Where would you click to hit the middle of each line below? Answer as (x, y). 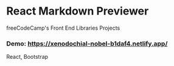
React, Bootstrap (27, 57)
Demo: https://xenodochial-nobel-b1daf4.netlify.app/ (87, 44)
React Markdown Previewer (78, 11)
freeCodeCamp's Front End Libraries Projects (63, 28)
